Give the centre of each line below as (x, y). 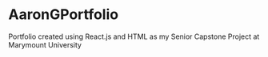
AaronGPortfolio (63, 15)
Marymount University (45, 44)
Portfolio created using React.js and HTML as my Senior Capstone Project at (134, 36)
